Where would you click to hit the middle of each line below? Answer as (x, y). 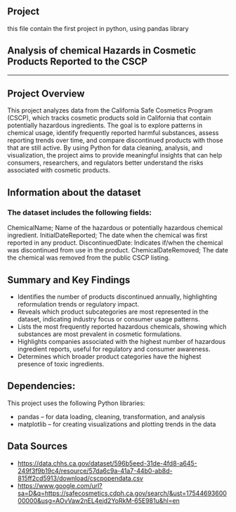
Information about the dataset (74, 192)
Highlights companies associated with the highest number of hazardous (122, 341)
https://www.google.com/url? (60, 485)
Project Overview (46, 94)
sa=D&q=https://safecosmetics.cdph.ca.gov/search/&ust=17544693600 (122, 493)
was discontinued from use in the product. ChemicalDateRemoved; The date (118, 250)
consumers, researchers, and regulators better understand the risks (105, 163)
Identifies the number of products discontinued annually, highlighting (117, 296)
